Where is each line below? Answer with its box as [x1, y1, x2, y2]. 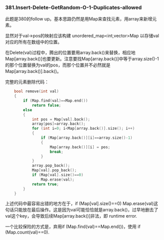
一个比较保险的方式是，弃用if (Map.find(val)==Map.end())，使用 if [5, 224, 141, 230]
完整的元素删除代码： [5, 79, 49, 85]
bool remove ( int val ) [14, 89, 59, 94]
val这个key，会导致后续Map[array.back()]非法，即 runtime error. [5, 213, 138, 219]
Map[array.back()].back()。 [5, 68, 61, 74]
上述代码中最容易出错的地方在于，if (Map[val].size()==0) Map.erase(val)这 [5, 201, 159, 207]
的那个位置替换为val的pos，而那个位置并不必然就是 [5, 62, 111, 68]
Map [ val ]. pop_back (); [31, 168, 77, 173]
